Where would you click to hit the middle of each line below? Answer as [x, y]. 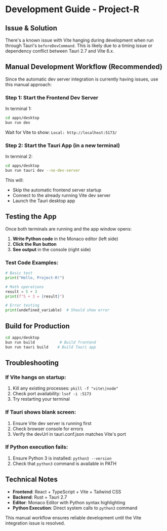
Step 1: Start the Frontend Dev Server [52, 97]
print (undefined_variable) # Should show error [57, 310]
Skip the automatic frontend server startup [57, 190]
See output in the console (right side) [52, 249]
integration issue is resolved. [35, 523]
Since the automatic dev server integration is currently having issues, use [82, 79]
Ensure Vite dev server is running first [52, 423]
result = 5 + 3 [21, 292]
